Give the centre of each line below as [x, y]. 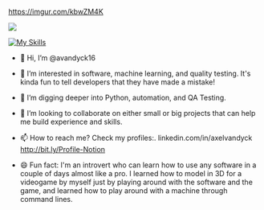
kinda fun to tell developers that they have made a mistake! [117, 82]
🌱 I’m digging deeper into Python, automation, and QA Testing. [123, 97]
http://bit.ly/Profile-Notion [63, 149]
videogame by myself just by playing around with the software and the [136, 182]
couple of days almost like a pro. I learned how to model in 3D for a [131, 173]
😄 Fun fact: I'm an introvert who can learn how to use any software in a [138, 165]
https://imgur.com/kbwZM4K [56, 12]
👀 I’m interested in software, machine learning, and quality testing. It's [135, 73]
